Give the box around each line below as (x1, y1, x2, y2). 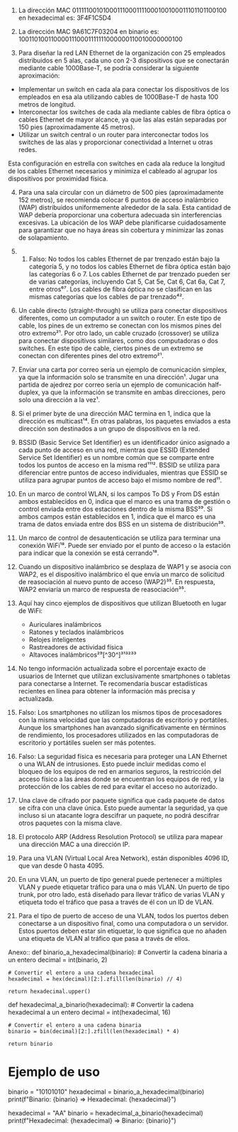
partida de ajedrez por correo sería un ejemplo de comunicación (18, 380, 207, 389)
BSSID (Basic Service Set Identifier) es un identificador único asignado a (18, 438, 230, 446)
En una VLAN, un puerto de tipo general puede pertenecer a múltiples (18, 875, 222, 883)
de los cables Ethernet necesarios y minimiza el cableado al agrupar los (8, 167, 218, 175)
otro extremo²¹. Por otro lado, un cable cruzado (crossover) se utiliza (18, 329, 219, 337)
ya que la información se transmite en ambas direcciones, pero (42, 388, 226, 397)
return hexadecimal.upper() (8, 988, 91, 995)
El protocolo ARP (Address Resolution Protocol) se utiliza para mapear (18, 833, 223, 841)
